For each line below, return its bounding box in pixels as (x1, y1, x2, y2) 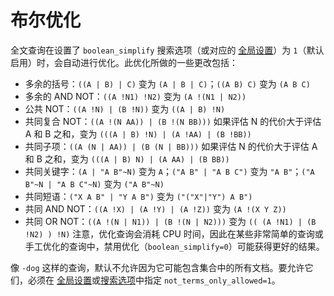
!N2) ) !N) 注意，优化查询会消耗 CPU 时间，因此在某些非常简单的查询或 (24, 227, 324, 240)
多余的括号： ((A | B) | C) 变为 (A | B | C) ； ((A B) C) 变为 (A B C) (24, 77, 311, 90)
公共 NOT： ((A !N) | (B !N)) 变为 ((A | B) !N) (24, 102, 226, 115)
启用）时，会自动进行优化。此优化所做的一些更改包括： (10, 56, 238, 68)
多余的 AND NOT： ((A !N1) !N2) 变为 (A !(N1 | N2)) (24, 90, 247, 102)
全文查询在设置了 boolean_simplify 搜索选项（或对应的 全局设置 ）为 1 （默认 (10, 44, 325, 56)
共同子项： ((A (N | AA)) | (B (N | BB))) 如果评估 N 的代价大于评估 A (24, 140, 318, 152)
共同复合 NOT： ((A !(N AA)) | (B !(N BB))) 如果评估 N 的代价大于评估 (24, 115, 322, 127)
